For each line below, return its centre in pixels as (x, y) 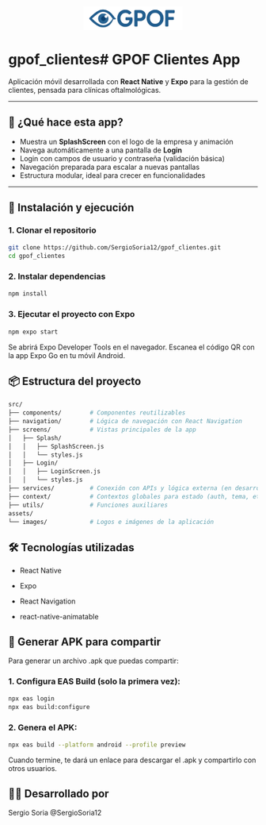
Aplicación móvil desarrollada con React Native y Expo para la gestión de (129, 81)
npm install (28, 294)
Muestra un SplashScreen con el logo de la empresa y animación (126, 141)
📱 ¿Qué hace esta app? (66, 123)
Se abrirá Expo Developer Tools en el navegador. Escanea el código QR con (131, 347)
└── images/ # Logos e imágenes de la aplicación (111, 522)
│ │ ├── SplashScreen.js (56, 446)
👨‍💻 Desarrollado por (59, 794)
